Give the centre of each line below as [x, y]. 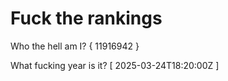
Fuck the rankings [86, 18]
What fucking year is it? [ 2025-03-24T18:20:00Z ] [115, 65]
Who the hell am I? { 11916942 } [75, 46]
